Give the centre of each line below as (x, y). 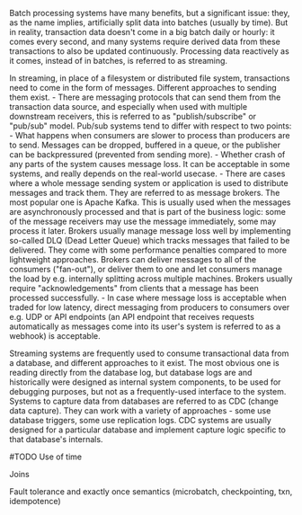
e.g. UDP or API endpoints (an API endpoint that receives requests (132, 317)
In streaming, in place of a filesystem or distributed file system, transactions (150, 78)
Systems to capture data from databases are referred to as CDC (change (144, 401)
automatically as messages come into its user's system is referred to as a (145, 326)
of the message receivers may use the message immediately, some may (143, 221)
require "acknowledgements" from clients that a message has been (134, 288)
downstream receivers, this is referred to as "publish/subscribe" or (133, 116)
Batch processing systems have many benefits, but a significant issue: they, (150, 13)
